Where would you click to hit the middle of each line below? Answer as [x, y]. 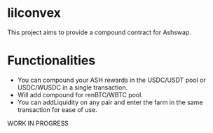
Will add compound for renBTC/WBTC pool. [80, 94]
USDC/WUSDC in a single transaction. [73, 87]
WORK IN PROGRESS [38, 123]
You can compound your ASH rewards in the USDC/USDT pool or [112, 80]
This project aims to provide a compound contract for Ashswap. [99, 32]
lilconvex [34, 13]
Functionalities [51, 61]
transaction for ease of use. [57, 109]
